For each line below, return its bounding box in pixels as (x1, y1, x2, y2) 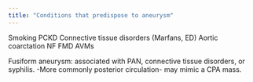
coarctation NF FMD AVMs (8, 41, 94, 51)
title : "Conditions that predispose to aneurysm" (8, 11, 174, 20)
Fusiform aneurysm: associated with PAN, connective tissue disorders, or (8, 56, 246, 66)
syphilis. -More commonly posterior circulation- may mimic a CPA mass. (8, 64, 242, 74)
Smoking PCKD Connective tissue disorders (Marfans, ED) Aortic (8, 33, 218, 42)
